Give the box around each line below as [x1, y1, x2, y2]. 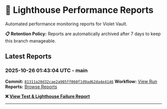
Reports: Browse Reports [5, 84, 57, 90]
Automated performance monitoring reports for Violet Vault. [5, 21, 128, 27]
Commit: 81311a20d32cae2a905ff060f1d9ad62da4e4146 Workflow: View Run [5, 78, 158, 84]
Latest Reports [5, 52, 52, 61]
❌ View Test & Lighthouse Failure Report [5, 93, 90, 99]
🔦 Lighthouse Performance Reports [5, 4, 154, 16]
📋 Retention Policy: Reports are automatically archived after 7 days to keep [5, 31, 161, 37]
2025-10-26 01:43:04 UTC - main [5, 67, 88, 74]
